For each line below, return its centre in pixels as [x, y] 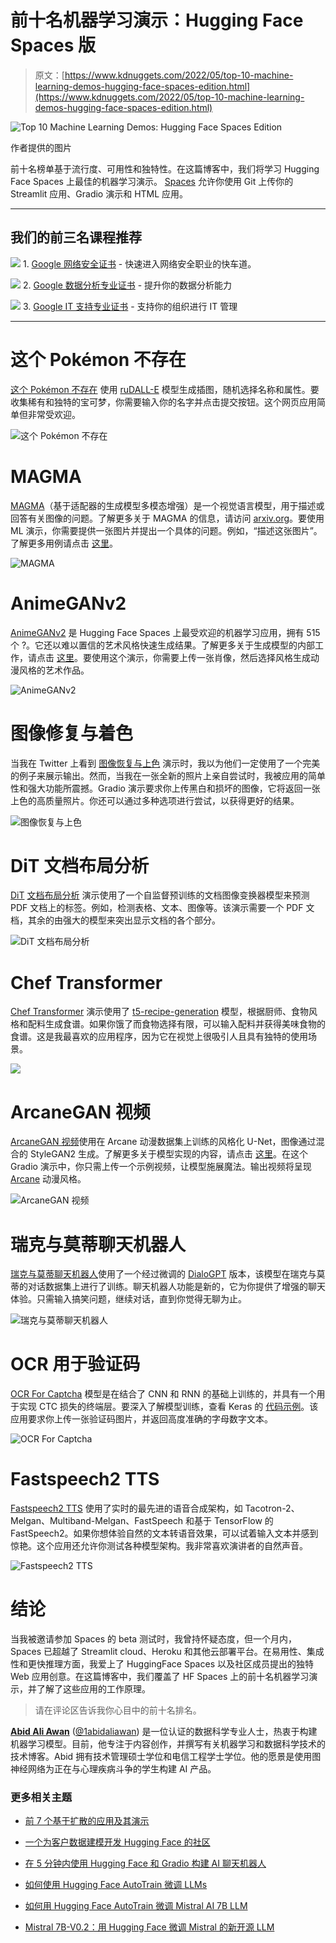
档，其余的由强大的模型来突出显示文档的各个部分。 [115, 920]
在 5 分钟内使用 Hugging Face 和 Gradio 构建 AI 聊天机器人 [145, 1863]
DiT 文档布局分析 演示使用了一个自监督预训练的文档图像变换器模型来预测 [160, 895]
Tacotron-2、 [272, 1508]
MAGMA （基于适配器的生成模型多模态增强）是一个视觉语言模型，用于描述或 [167, 505]
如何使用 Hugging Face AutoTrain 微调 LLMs [116, 1885]
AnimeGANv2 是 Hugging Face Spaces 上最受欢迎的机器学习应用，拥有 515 [165, 632]
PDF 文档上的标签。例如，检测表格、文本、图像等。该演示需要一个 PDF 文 [162, 908]
